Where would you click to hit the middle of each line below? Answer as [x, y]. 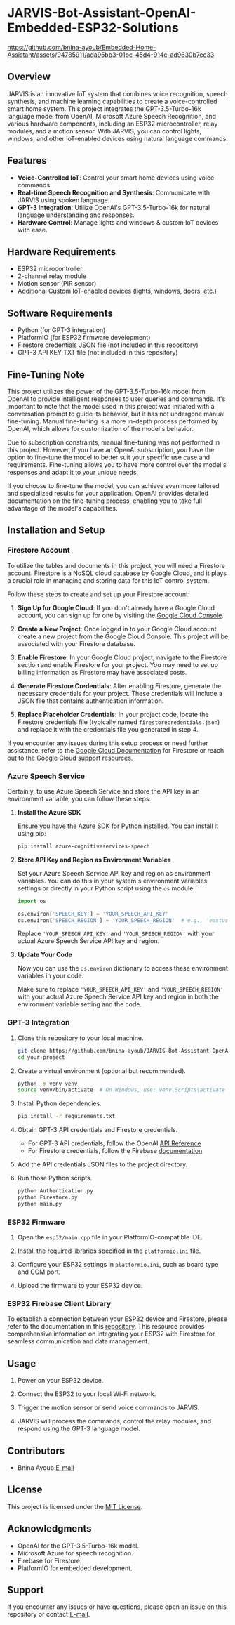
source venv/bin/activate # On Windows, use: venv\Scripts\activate [121, 1090]
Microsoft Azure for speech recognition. [75, 1553]
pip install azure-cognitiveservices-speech [83, 846]
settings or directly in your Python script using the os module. [106, 888]
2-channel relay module [52, 276]
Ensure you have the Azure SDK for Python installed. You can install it [118, 826]
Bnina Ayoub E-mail [46, 1468]
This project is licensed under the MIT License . [75, 1506]
